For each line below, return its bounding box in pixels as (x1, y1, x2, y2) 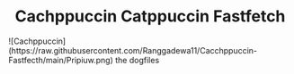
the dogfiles (114, 54, 160, 65)
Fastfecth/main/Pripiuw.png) (8, 54, 114, 65)
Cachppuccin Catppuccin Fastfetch (14, 6, 286, 27)
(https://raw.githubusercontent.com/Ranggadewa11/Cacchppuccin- (8, 45, 258, 55)
